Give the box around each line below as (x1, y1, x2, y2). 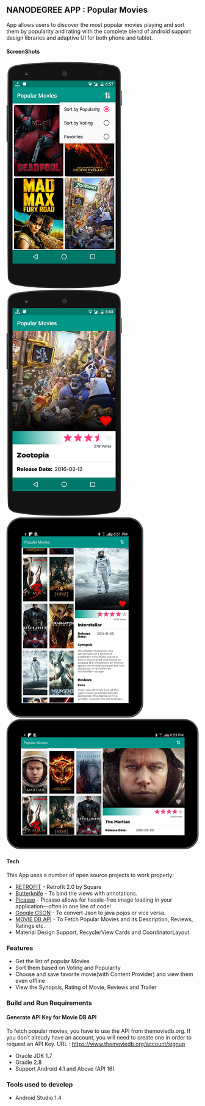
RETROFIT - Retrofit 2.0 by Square (15, 883, 102, 890)
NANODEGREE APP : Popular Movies (6, 5, 148, 15)
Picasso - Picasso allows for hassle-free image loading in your (15, 896, 173, 903)
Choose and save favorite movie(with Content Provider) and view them (15, 970, 193, 978)
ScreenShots (6, 48, 40, 56)
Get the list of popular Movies (15, 957, 90, 964)
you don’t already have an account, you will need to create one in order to (6, 1034, 192, 1041)
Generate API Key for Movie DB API (6, 1014, 97, 1021)
